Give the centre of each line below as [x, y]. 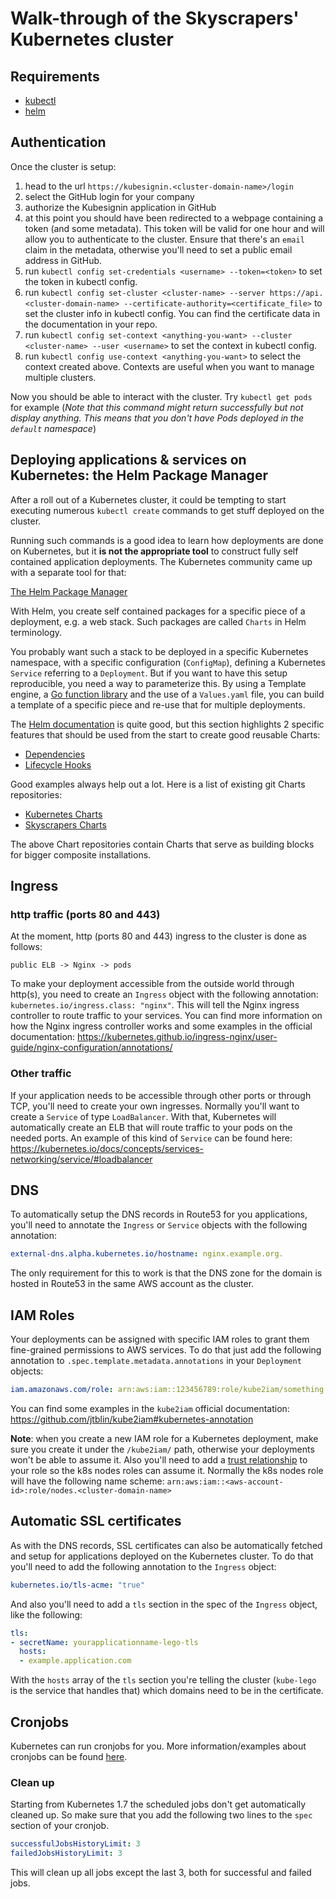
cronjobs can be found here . [69, 1756]
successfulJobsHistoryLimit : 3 [75, 1844]
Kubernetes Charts [63, 814]
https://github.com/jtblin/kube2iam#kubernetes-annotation [132, 1419]
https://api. [296, 293]
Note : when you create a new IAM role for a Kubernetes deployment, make [164, 1438]
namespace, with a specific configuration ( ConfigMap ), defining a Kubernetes [168, 662]
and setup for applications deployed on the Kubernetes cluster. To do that [162, 1556]
